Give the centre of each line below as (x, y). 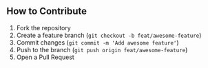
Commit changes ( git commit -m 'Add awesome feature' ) (98, 42)
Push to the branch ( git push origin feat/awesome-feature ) (102, 49)
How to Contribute (47, 11)
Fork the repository (44, 27)
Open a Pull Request (45, 57)
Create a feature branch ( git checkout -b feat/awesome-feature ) (109, 35)
